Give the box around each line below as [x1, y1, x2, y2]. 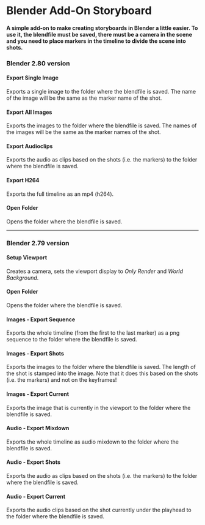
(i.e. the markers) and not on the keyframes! [6, 376, 117, 384]
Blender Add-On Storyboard [6, 4, 152, 18]
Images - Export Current [6, 390, 69, 398]
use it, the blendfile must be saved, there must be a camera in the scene [6, 31, 192, 38]
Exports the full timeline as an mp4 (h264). [6, 190, 114, 198]
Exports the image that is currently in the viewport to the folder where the [6, 404, 191, 411]
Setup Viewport [6, 254, 48, 261]
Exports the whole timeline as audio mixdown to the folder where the [6, 438, 179, 445]
